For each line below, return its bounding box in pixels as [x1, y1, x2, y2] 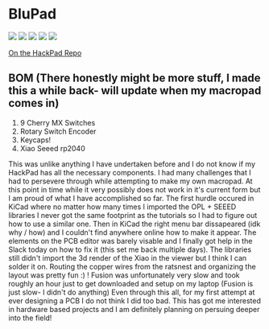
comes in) [8, 97, 60, 110]
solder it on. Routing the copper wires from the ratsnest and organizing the [8, 261, 256, 271]
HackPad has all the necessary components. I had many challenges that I [8, 167, 251, 177]
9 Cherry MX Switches [19, 117, 96, 127]
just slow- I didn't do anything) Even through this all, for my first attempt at [8, 287, 255, 297]
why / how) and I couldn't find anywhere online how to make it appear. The [8, 227, 257, 237]
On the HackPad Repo [8, 47, 82, 57]
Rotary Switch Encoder [19, 126, 97, 136]
